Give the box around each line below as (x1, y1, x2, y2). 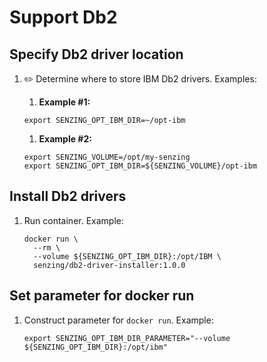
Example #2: (38, 133, 92, 145)
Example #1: (38, 96, 91, 108)
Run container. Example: (23, 214, 124, 226)
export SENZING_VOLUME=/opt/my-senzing (23, 152, 191, 162)
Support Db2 (9, 6, 118, 29)
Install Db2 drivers (9, 188, 127, 205)
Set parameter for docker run (9, 287, 195, 305)
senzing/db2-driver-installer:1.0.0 (33, 260, 186, 270)
